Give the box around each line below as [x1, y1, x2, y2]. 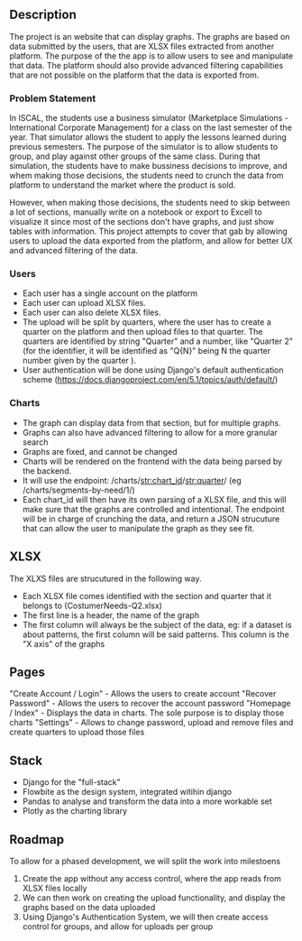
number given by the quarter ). [22, 355, 137, 366]
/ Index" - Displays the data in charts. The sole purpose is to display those [9, 707, 285, 718]
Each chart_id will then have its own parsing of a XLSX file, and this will [22, 494, 287, 504]
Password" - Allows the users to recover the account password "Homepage [9, 698, 291, 709]
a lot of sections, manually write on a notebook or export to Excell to [9, 207, 263, 217]
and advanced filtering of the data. [9, 245, 138, 256]
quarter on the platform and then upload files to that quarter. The [22, 327, 263, 337]
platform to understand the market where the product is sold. [9, 180, 236, 190]
